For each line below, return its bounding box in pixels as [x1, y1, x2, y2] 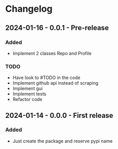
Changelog [5, 3, 53, 15]
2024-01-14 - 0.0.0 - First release [5, 111, 113, 120]
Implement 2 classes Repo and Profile [12, 50, 92, 56]
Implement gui [12, 85, 43, 92]
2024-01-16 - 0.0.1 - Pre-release [5, 23, 109, 32]
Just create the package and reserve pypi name [12, 138, 113, 144]
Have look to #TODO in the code [12, 74, 81, 81]
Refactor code [12, 96, 43, 103]
